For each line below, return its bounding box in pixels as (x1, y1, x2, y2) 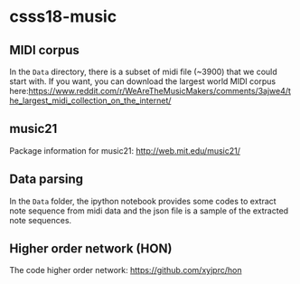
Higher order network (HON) (9, 241, 173, 257)
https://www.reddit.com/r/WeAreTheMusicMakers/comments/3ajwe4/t (28, 86, 292, 96)
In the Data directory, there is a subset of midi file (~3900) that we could (9, 66, 277, 77)
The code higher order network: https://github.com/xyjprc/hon (9, 265, 242, 276)
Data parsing (9, 172, 84, 187)
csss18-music (9, 6, 117, 27)
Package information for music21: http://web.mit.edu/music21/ (9, 145, 241, 156)
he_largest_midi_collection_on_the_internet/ (9, 95, 172, 106)
